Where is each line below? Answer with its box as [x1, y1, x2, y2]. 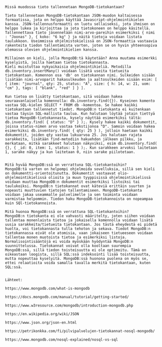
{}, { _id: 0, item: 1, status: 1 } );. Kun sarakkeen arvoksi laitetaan [5, 145, 158, 150]
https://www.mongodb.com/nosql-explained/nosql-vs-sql [5, 337, 118, 342]
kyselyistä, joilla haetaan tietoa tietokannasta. [5, 60, 110, 65]
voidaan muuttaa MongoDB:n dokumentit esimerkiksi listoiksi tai [5, 179, 140, 184]
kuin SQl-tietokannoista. [5, 201, 57, 206]
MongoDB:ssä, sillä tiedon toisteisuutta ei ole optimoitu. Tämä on [5, 248, 146, 252]
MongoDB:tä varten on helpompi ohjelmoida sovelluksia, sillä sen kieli [5, 167, 155, 172]
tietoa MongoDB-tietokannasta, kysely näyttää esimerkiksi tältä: [5, 116, 142, 120]
